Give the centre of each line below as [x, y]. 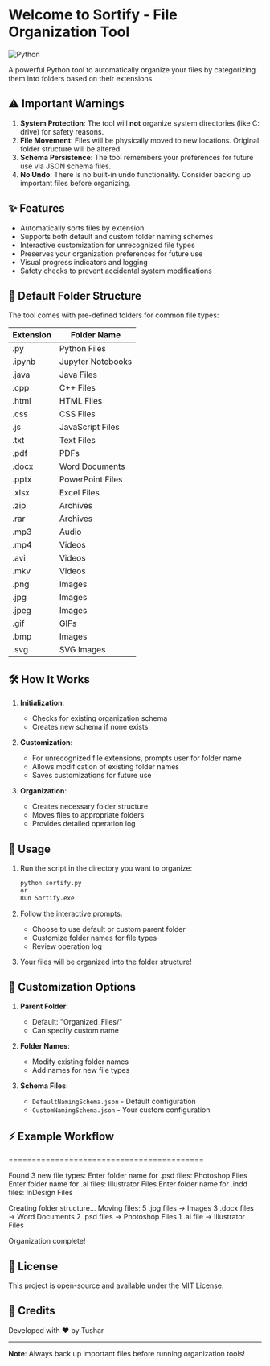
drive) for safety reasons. [62, 131]
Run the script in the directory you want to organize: [106, 868]
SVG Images [82, 650]
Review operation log [67, 946]
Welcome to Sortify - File [93, 15]
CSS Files [77, 414]
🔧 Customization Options [72, 987]
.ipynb [24, 362]
